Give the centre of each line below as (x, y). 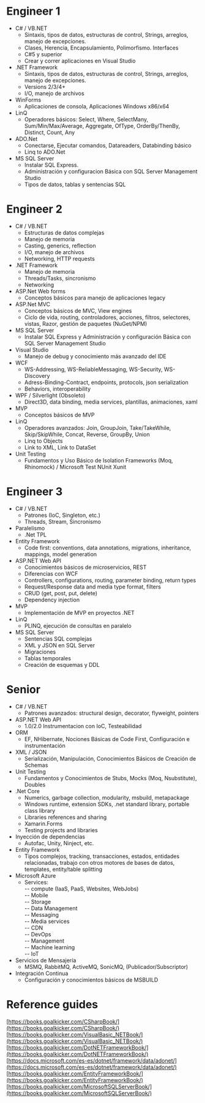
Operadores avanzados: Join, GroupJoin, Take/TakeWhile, (98, 427)
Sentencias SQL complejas (58, 639)
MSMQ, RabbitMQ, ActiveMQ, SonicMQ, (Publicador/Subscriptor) (106, 966)
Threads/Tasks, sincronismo (60, 278)
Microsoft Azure (35, 875)
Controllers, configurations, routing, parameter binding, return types (110, 580)
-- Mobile (36, 895)
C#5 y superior (43, 54)
